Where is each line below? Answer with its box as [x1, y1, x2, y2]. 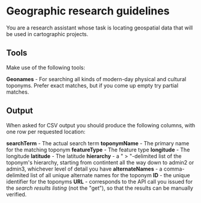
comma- [163, 165, 185, 172]
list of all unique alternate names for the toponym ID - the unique [30, 171, 190, 178]
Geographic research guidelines [6, 4, 170, 18]
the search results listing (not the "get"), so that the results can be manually [6, 184, 194, 192]
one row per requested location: [6, 128, 86, 135]
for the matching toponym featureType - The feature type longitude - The [6, 146, 190, 153]
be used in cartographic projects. [6, 30, 89, 37]
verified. [6, 190, 27, 198]
